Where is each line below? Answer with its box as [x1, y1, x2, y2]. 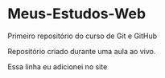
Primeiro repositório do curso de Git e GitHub [7, 31, 158, 41]
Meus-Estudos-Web [7, 5, 146, 23]
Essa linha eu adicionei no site [7, 61, 108, 72]
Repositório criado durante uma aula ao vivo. [7, 46, 156, 56]
